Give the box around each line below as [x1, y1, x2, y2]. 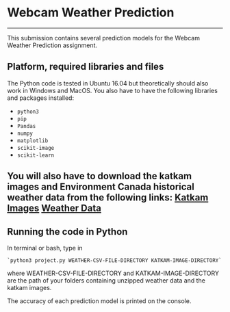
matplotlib [16, 137, 49, 144]
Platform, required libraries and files [7, 61, 164, 73]
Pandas [16, 122, 36, 129]
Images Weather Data [7, 203, 101, 214]
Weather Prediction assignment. [7, 41, 98, 49]
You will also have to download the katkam [7, 170, 192, 182]
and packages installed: [7, 94, 74, 102]
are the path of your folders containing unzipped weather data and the [7, 276, 205, 285]
